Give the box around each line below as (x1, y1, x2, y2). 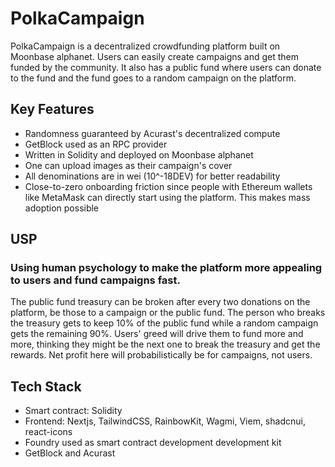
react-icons (24, 426, 73, 438)
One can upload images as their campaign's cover (24, 159, 233, 171)
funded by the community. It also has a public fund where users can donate (10, 61, 322, 73)
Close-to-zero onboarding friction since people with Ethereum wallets (24, 180, 313, 192)
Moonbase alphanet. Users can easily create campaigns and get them (10, 50, 300, 62)
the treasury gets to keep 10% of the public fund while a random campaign (10, 317, 319, 329)
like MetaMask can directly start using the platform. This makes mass (24, 191, 311, 203)
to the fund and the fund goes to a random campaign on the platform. (10, 72, 297, 84)
